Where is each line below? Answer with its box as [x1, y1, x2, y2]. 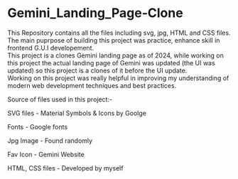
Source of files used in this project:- [7, 94, 112, 104]
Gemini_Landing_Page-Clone [7, 5, 183, 21]
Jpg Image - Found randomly [7, 136, 93, 145]
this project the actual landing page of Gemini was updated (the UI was [7, 58, 215, 67]
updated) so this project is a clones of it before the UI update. [7, 66, 188, 75]
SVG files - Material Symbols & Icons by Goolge [7, 109, 147, 117]
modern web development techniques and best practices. [7, 81, 177, 89]
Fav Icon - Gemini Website [7, 150, 85, 158]
